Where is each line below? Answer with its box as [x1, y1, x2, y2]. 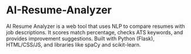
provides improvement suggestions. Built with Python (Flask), [6, 35, 155, 42]
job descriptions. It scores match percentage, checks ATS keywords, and [6, 28, 183, 35]
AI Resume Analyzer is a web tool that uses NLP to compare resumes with [6, 23, 185, 30]
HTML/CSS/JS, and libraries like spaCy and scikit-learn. [6, 41, 141, 48]
